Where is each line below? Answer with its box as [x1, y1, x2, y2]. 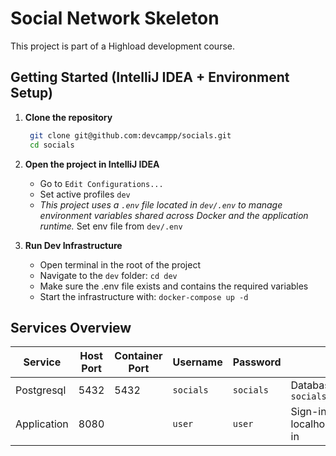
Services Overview [10, 319, 132, 336]
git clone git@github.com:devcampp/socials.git [29, 130, 232, 141]
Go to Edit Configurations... [39, 177, 164, 189]
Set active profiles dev [39, 188, 131, 200]
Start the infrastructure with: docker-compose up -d [39, 290, 249, 302]
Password [232, 355, 282, 369]
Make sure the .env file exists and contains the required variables [39, 280, 309, 292]
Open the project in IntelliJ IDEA [24, 158, 160, 170]
